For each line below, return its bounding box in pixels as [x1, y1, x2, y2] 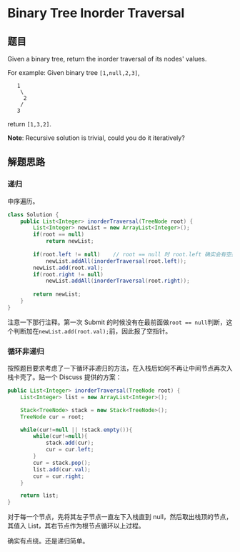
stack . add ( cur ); [45, 439, 94, 447]
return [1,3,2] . [7, 120, 51, 128]
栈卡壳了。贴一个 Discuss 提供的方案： [7, 373, 122, 381]
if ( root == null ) [33, 231, 84, 239]
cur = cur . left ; [45, 446, 94, 453]
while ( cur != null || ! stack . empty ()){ [20, 426, 133, 433]
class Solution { [7, 211, 59, 219]
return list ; [20, 492, 59, 499]
